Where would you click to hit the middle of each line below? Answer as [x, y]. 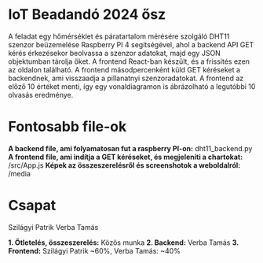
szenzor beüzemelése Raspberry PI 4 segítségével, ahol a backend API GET [131, 44]
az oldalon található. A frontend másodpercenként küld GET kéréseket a [124, 69]
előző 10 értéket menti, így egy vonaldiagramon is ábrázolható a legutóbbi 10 [132, 86]
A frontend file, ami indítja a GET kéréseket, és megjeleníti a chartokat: [126, 157]
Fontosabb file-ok [68, 127]
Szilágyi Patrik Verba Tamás [53, 227]
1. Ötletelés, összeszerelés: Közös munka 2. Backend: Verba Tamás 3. [124, 243]
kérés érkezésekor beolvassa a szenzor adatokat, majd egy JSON [115, 53]
